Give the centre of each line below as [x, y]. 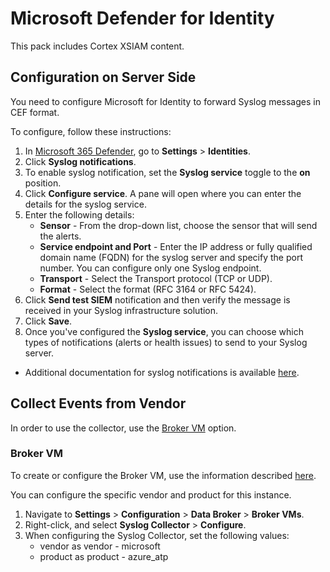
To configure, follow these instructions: [91, 131]
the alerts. [60, 236]
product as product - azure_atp [104, 556]
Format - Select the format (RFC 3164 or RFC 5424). [148, 289]
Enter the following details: [79, 214]
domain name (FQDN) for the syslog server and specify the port [171, 257]
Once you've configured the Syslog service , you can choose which [164, 331]
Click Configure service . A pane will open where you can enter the [163, 193]
